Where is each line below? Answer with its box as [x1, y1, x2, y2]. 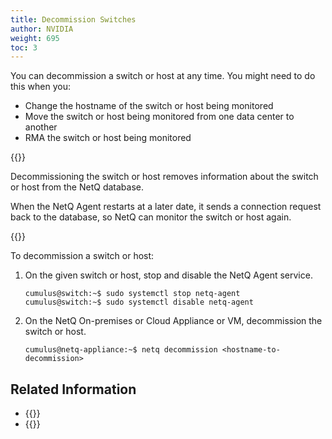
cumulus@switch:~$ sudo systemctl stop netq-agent [24, 289, 241, 299]
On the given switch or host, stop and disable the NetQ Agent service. [24, 269, 313, 281]
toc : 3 [10, 42, 38, 53]
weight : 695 [10, 33, 60, 43]
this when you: [10, 81, 71, 93]
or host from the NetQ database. [10, 181, 144, 193]
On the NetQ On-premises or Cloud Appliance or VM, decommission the [24, 315, 323, 327]
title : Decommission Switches [10, 14, 137, 25]
